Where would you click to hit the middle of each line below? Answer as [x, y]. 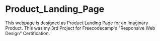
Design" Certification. [28, 33]
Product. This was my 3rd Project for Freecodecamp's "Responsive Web [80, 28]
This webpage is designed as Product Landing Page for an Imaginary [77, 23]
